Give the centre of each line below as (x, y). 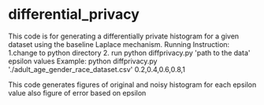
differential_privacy (74, 14)
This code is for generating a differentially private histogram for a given (124, 36)
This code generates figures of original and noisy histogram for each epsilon (132, 85)
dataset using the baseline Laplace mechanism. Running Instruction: (119, 44)
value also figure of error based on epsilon (77, 92)
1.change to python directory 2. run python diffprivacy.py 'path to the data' (129, 52)
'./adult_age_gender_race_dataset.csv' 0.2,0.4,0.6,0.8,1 (97, 69)
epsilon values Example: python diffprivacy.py (83, 61)
